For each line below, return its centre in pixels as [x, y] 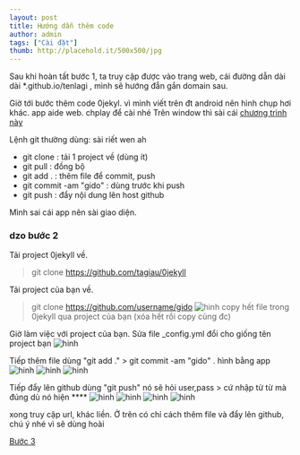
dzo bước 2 [34, 236]
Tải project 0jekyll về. [48, 255]
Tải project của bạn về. [51, 290]
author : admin [36, 34]
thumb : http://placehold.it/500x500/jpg [86, 51]
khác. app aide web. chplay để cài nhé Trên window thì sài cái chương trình [148, 113]
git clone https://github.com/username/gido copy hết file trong [160, 307]
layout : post [34, 17]
